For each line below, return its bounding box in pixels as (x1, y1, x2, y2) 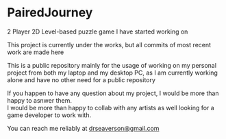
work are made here (7, 48, 64, 56)
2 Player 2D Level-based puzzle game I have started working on (7, 27, 188, 36)
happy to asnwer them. (7, 96, 73, 104)
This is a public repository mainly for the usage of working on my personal (7, 61, 217, 69)
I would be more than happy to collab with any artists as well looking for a (7, 103, 214, 112)
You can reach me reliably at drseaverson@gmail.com (7, 124, 160, 132)
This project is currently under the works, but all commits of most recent (7, 40, 211, 49)
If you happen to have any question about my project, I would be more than (7, 89, 219, 97)
